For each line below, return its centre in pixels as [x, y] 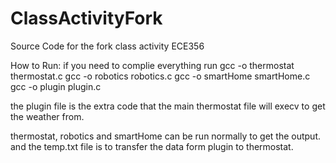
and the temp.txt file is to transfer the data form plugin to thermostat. [152, 146]
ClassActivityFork [86, 18]
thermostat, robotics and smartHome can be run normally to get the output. [165, 136]
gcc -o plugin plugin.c [56, 86]
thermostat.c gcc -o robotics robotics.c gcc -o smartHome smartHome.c [160, 76]
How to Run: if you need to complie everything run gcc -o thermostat [152, 65]
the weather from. [47, 116]
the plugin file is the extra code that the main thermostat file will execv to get [168, 106]
